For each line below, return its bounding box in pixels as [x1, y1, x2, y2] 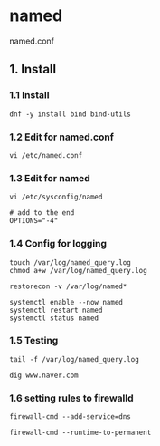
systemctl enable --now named [9, 297, 124, 306]
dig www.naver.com [9, 371, 79, 380]
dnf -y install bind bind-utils [9, 110, 131, 119]
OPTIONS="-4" [9, 217, 59, 226]
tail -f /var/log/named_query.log [9, 354, 140, 364]
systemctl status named [9, 314, 99, 323]
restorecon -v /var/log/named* [9, 282, 127, 291]
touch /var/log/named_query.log [9, 257, 131, 267]
